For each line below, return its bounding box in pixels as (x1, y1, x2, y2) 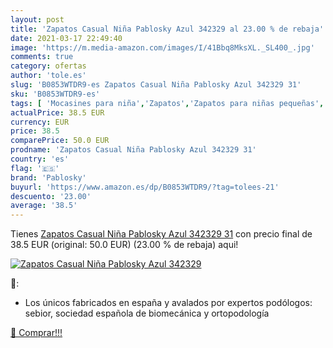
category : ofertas (10, 61, 87, 71)
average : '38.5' (10, 201, 78, 211)
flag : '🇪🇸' (10, 163, 60, 173)
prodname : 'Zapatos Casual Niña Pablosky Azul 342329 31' (10, 145, 257, 155)
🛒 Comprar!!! (10, 327, 63, 339)
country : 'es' (10, 154, 70, 164)
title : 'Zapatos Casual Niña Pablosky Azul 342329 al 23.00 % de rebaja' (10, 24, 325, 34)
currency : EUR (10, 117, 70, 127)
